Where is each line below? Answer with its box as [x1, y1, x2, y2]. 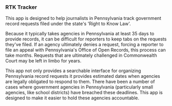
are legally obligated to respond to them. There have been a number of [5, 78, 155, 85]
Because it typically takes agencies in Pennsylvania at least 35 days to [5, 31, 155, 37]
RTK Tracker [5, 4, 37, 11]
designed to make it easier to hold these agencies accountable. [5, 95, 140, 101]
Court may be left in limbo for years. [5, 58, 82, 64]
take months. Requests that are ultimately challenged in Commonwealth [5, 52, 158, 58]
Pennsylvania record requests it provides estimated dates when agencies [5, 73, 161, 79]
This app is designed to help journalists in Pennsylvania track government [5, 15, 162, 22]
